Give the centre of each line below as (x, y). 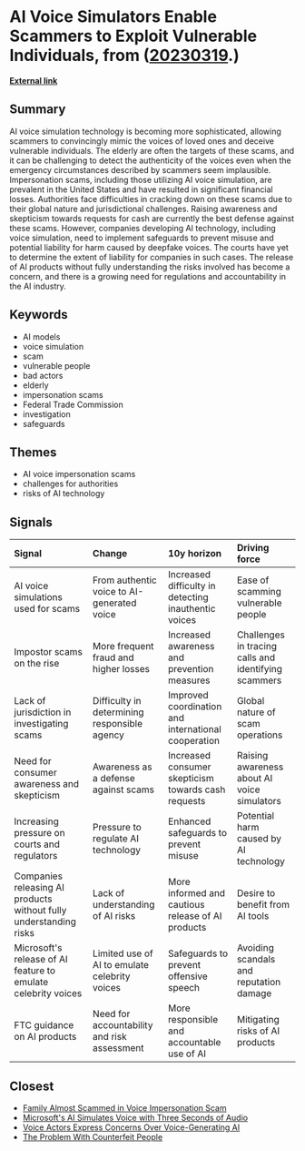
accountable (194, 1043)
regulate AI (115, 839)
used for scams (47, 609)
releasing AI (39, 888)
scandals (256, 960)
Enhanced (189, 821)
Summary (38, 110)
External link (34, 80)
